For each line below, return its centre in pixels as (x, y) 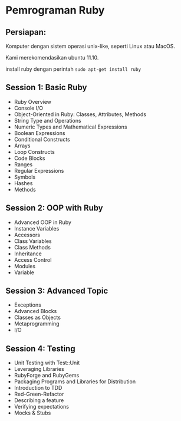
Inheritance (28, 254)
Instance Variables (37, 228)
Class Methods (32, 247)
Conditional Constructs (42, 139)
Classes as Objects (37, 318)
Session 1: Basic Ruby (46, 88)
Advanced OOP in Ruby (43, 222)
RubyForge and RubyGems (47, 376)
